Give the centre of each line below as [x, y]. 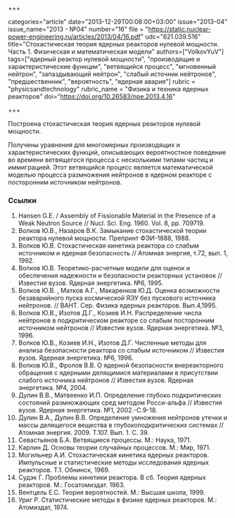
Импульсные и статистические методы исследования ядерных [114, 462]
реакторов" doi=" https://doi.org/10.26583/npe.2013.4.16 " [92, 96]
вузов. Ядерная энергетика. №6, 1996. [76, 358]
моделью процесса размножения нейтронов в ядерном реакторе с [110, 175]
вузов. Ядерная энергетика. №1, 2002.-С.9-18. [88, 410]
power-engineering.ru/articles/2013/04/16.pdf [75, 37]
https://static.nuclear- [180, 29]
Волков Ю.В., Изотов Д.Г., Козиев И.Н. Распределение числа [110, 313]
